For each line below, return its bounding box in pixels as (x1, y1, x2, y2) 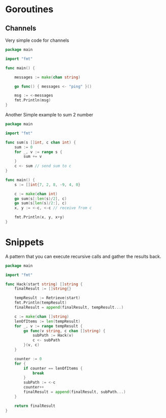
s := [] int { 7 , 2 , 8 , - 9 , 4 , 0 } (14, 182, 81, 187)
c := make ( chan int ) (14, 191, 58, 196)
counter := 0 (14, 356, 42, 362)
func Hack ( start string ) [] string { (5, 281, 83, 287)
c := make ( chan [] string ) (14, 314, 70, 319)
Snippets (5, 236, 44, 248)
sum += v (23, 154, 42, 159)
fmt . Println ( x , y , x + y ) (14, 215, 65, 220)
